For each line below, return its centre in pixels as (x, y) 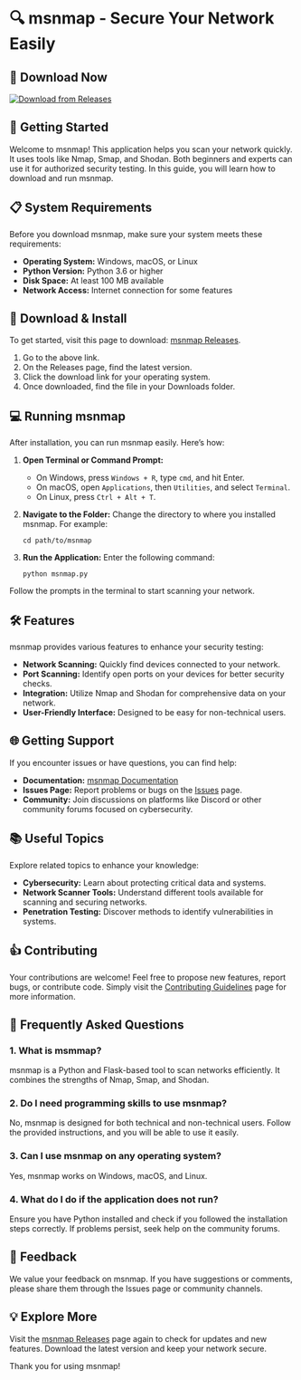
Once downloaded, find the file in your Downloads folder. (129, 387)
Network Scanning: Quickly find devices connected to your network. (151, 665)
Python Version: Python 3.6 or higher (93, 271)
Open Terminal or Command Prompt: (93, 460)
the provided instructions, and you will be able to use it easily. (124, 1133)
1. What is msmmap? (56, 1050)
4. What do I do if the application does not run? (114, 1199)
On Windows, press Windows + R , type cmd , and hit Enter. (141, 478)
